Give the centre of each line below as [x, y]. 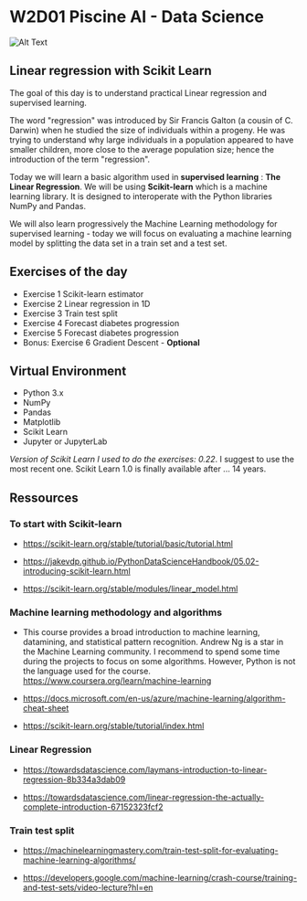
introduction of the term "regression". [80, 159]
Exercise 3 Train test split [70, 313]
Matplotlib [42, 422]
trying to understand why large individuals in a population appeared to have [152, 140]
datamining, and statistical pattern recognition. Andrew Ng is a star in [153, 642]
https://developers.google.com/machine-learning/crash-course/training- [160, 877]
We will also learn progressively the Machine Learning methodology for [143, 223]
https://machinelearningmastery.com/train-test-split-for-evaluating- [150, 850]
